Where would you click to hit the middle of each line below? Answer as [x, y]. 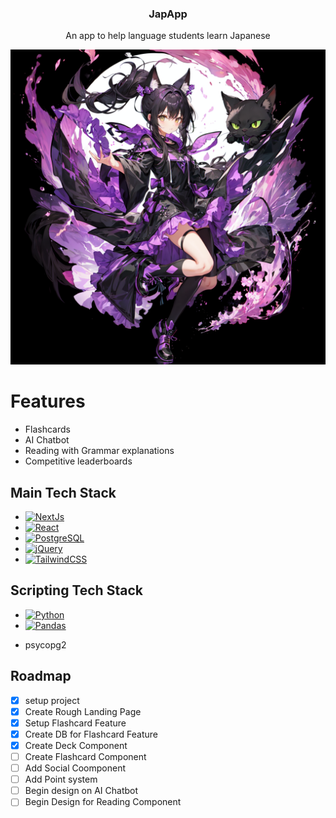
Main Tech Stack [63, 492]
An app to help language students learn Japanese [168, 36]
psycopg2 [45, 644]
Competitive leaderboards [78, 461]
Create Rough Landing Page [83, 711]
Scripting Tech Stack [76, 590]
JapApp [168, 14]
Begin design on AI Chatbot [81, 791]
